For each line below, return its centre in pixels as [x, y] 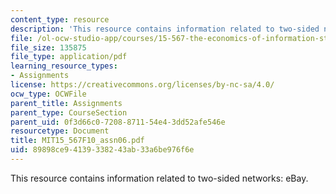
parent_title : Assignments [66, 103]
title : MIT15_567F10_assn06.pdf [77, 141]
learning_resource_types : [64, 66]
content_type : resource [60, 19]
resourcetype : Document [60, 131]
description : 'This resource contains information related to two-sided [165, 29]
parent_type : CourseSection [69, 112]
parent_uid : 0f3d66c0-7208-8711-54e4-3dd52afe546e [118, 122]
